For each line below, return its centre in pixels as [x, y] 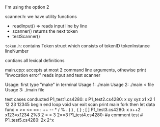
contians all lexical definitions [35, 60]
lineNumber [17, 51]
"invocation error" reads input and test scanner [53, 75]
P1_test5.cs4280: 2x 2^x [29, 120]
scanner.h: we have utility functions [41, 16]
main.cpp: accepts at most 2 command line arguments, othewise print [76, 70]
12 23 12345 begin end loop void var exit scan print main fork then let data [80, 104]
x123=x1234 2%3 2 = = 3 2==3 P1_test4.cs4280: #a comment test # [74, 115]
